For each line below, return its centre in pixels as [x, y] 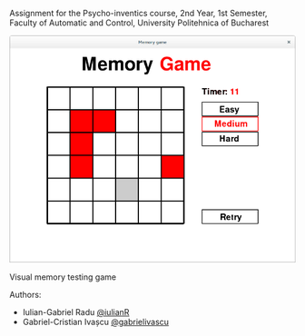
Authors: [25, 295]
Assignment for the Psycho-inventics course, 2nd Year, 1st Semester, [138, 13]
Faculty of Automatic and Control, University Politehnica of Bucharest [139, 23]
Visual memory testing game [63, 277]
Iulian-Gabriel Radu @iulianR [76, 312]
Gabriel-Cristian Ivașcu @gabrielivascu [96, 322]
